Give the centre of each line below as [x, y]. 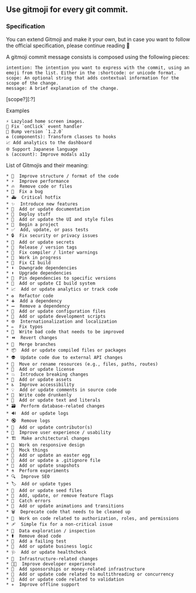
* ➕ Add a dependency [34, 301]
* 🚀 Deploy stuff [28, 214]
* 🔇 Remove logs [28, 421]
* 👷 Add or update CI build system [51, 283]
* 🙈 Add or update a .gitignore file [53, 460]
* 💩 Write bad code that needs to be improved [65, 331]
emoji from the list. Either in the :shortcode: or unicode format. [91, 73]
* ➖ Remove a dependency [38, 306]
